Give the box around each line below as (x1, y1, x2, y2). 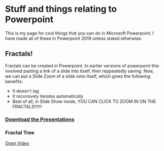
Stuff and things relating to (5, 3, 117, 15)
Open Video (5, 140, 30, 146)
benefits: (5, 78, 23, 84)
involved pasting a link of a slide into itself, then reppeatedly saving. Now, (5, 68, 154, 74)
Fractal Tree (5, 129, 34, 136)
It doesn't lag (12, 88, 39, 94)
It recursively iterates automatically (12, 93, 84, 99)
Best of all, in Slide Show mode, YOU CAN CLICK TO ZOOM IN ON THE (12, 98, 156, 104)
